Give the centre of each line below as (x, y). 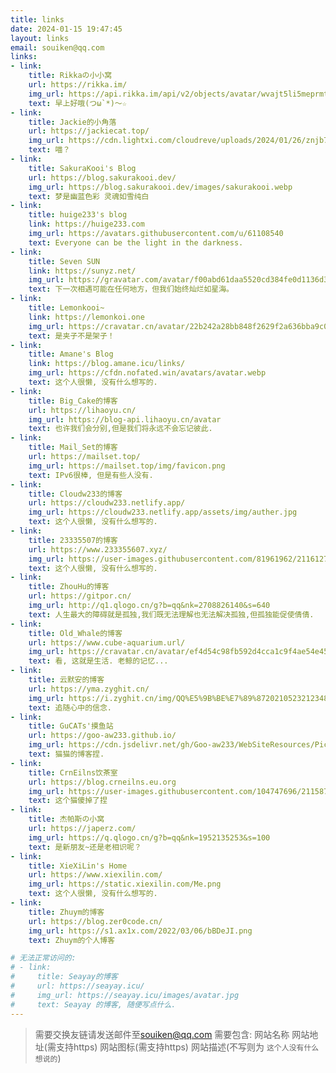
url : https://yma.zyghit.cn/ (89, 689)
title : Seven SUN (64, 261)
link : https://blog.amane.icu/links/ (107, 364)
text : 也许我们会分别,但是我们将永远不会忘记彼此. (120, 429)
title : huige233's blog (78, 215)
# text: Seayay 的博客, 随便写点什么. (93, 1004)
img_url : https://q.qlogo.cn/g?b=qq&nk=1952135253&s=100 (149, 837)
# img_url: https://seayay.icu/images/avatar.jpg (125, 995)
